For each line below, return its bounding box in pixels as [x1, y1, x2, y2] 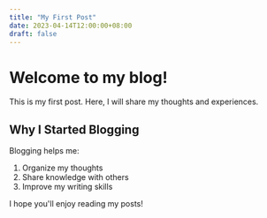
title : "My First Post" [9, 12, 97, 22]
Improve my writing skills [21, 182, 113, 192]
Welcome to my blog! [9, 67, 168, 87]
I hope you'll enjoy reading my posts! [9, 199, 144, 209]
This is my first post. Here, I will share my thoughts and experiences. [9, 96, 259, 107]
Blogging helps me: [9, 146, 80, 156]
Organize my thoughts [21, 162, 103, 173]
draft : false [9, 29, 57, 38]
